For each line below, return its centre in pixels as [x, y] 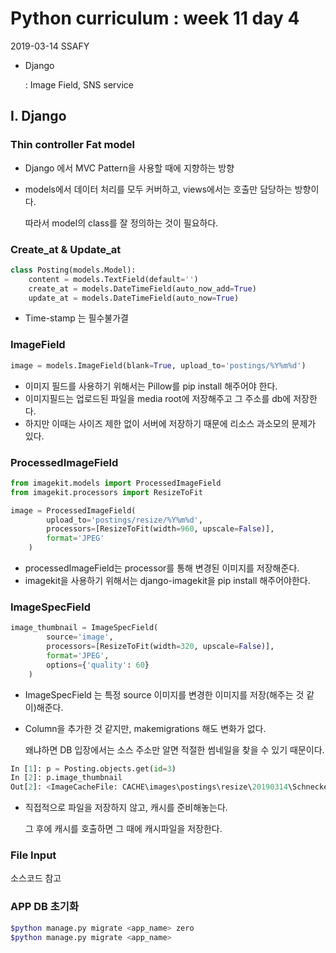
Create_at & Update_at [66, 249]
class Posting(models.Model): [73, 270]
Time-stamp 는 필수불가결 [76, 318]
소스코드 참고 [36, 878]
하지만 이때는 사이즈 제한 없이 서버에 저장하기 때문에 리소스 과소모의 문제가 [170, 423]
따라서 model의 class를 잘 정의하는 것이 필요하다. [121, 223]
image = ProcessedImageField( [73, 510]
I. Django [38, 116]
